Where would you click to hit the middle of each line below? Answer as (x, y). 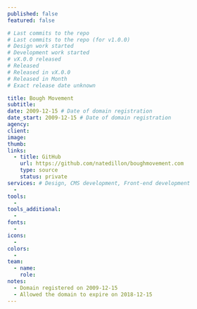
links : (17, 151)
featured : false (31, 20)
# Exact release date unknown (52, 85)
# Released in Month (38, 79)
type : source (39, 170)
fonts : (17, 222)
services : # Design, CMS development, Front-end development (99, 183)
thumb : (17, 144)
